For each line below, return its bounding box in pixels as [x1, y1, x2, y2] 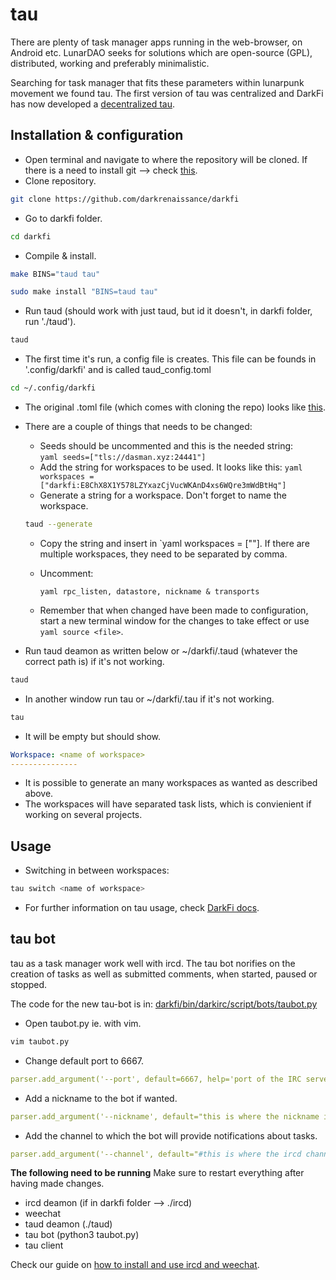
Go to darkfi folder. [24, 212, 103, 224]
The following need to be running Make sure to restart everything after [10, 1167, 305, 1179]
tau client [24, 1239, 64, 1252]
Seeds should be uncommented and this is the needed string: [39, 440, 294, 452]
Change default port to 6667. [24, 1054, 145, 1067]
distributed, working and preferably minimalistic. [10, 57, 210, 69]
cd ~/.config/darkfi [10, 383, 97, 393]
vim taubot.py [10, 1036, 70, 1047]
